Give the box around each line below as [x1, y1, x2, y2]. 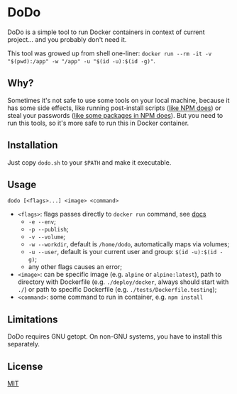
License [7, 360, 43, 373]
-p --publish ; [28, 225, 69, 234]
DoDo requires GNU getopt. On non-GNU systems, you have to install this [7, 332, 223, 341]
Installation [7, 139, 58, 151]
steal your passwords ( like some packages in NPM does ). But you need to [7, 111, 224, 119]
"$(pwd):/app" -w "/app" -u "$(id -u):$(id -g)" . [7, 56, 156, 65]
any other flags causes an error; [28, 263, 123, 271]
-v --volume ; [28, 232, 66, 241]
